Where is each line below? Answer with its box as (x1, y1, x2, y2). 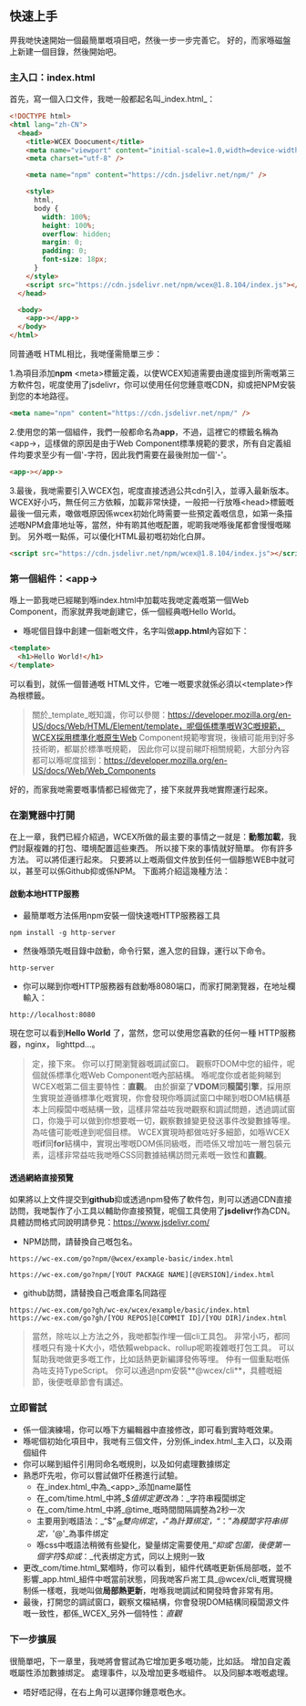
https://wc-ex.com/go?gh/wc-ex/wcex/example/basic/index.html (9, 1306, 250, 1316)
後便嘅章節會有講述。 (47, 1377, 128, 1388)
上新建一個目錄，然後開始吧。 (9, 46, 121, 57)
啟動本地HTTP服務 (9, 888, 80, 899)
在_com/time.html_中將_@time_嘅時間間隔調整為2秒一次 (36, 1503, 246, 1514)
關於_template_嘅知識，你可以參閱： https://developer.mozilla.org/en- (31, 709, 291, 720)
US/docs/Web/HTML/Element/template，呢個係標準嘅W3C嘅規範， (31, 720, 285, 732)
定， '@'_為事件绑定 (36, 1528, 109, 1539)
